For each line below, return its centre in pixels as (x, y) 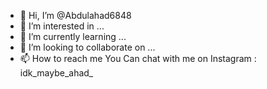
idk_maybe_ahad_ (56, 73)
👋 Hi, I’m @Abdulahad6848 (75, 15)
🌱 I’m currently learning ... (73, 36)
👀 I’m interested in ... (62, 26)
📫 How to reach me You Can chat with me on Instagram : (138, 58)
